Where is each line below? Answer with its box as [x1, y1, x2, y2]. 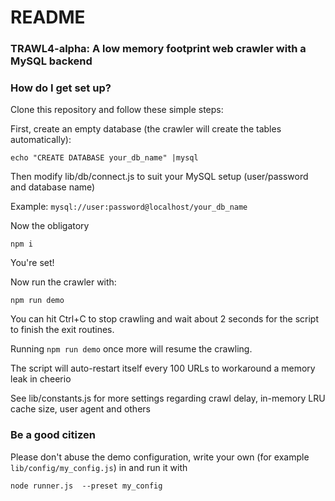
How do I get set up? [10, 81, 112, 95]
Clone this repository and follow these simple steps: [10, 104, 224, 116]
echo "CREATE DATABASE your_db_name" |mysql [10, 153, 199, 163]
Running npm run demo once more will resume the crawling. [10, 343, 253, 355]
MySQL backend [10, 54, 93, 68]
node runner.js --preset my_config [10, 481, 163, 491]
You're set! [10, 257, 55, 269]
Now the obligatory [10, 220, 90, 232]
